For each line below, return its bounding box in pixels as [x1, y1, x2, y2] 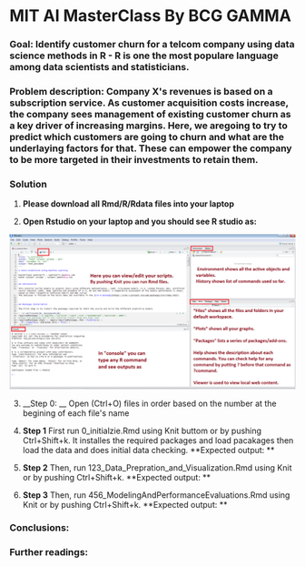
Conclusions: [9, 521, 70, 534]
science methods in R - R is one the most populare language [9, 49, 279, 62]
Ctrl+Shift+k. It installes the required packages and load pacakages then [22, 434, 294, 446]
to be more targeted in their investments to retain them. [9, 154, 259, 167]
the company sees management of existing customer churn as [9, 108, 291, 121]
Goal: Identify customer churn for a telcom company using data [9, 38, 295, 51]
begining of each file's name [22, 407, 130, 419]
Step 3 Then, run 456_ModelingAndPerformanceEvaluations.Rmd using [22, 489, 290, 501]
